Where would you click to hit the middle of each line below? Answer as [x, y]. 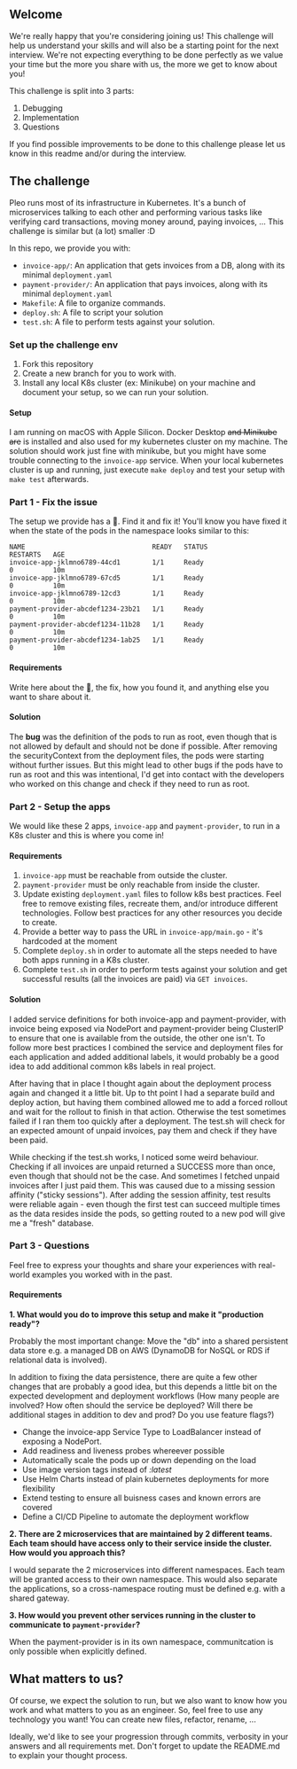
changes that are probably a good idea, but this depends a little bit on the [143, 1387]
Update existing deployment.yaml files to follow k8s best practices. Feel [152, 894]
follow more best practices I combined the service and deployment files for [146, 1047]
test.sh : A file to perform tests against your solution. [118, 322]
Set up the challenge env [64, 345]
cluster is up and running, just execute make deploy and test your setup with [147, 470]
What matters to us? [66, 1679]
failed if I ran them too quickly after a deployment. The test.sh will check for [147, 1121]
